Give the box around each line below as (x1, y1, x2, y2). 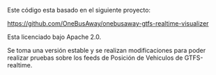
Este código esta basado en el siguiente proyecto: (7, 6, 151, 14)
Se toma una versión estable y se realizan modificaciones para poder (7, 47, 206, 54)
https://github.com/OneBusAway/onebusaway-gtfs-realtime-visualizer (7, 19, 209, 27)
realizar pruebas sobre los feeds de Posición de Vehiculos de (7, 53, 183, 62)
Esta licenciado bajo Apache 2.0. (7, 33, 102, 41)
